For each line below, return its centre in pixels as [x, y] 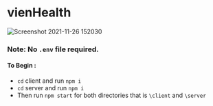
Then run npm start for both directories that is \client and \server [111, 95]
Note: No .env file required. [53, 49]
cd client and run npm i [49, 81]
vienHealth [39, 13]
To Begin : [22, 66]
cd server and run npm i [51, 88]
